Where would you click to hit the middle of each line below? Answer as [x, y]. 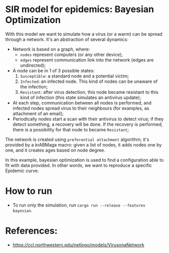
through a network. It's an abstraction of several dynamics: [67, 39]
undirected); [33, 65]
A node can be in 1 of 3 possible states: [54, 70]
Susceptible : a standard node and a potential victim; [74, 76]
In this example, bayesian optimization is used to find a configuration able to [85, 160]
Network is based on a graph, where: [51, 49]
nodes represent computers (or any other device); [71, 55]
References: [31, 231]
